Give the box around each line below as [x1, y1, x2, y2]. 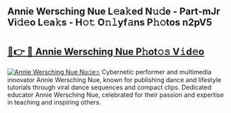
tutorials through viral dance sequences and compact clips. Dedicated [7, 84, 212, 91]
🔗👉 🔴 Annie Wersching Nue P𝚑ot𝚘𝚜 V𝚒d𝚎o [7, 46, 205, 58]
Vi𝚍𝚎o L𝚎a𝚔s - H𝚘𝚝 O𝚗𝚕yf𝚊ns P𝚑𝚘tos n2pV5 [7, 17, 213, 29]
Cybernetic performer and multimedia [101, 68, 212, 76]
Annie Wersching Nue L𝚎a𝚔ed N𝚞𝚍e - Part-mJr [7, 6, 220, 18]
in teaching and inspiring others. [7, 98, 102, 106]
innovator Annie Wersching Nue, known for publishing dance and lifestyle [7, 76, 221, 84]
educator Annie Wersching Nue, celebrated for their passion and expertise [7, 91, 224, 99]
